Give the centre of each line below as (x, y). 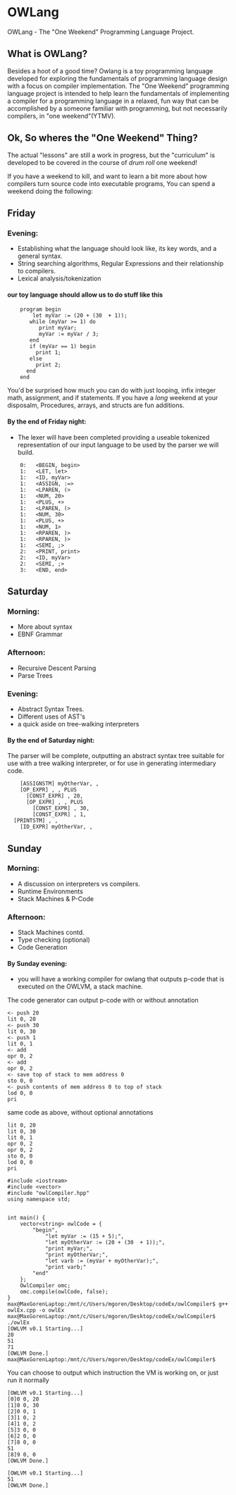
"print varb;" (66, 1267)
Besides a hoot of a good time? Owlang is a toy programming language (110, 70)
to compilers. (37, 271)
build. (26, 452)
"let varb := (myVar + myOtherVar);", (102, 1261)
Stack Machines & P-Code (55, 898)
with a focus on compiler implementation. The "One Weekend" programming (118, 86)
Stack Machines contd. (51, 932)
